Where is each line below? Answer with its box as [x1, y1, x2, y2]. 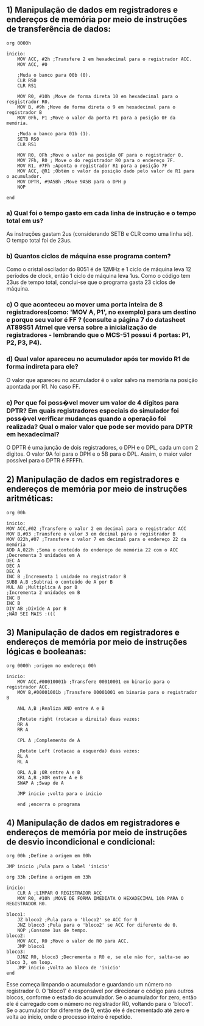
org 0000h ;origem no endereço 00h [6, 662, 97, 669]
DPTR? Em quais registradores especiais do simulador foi [6, 406, 179, 415]
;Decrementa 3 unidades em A [6, 552, 80, 558]
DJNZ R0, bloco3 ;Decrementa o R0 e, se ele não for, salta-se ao [17, 954, 189, 960]
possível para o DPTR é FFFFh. [6, 456, 84, 464]
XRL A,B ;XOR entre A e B [17, 774, 83, 780]
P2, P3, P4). [6, 338, 42, 347]
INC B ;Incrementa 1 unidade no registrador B [6, 573, 127, 579]
